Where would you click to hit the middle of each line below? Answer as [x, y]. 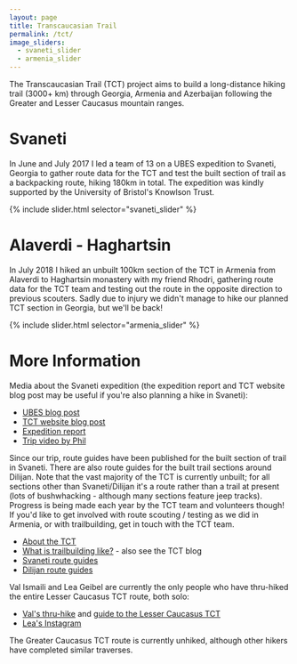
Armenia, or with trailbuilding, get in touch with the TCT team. [122, 524]
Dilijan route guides [57, 570]
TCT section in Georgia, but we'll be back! [86, 307]
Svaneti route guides [60, 560]
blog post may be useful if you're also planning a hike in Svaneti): [129, 395]
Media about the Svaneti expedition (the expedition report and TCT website [147, 385]
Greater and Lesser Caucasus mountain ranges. [97, 103]
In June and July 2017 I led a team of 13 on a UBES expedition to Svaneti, [143, 163]
